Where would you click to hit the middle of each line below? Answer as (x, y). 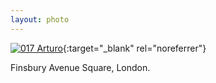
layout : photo (40, 19)
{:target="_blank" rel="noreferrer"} (134, 48)
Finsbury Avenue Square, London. (80, 67)
